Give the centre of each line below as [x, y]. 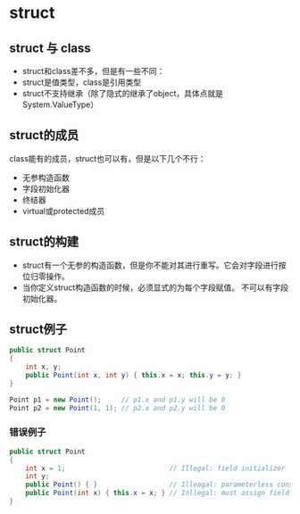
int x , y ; [44, 367]
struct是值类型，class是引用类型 [81, 82]
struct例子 [38, 330]
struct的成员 [44, 135]
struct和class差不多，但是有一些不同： [93, 71]
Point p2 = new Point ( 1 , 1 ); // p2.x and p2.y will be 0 [117, 408]
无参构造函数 [46, 178]
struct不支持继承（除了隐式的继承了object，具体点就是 [122, 93]
